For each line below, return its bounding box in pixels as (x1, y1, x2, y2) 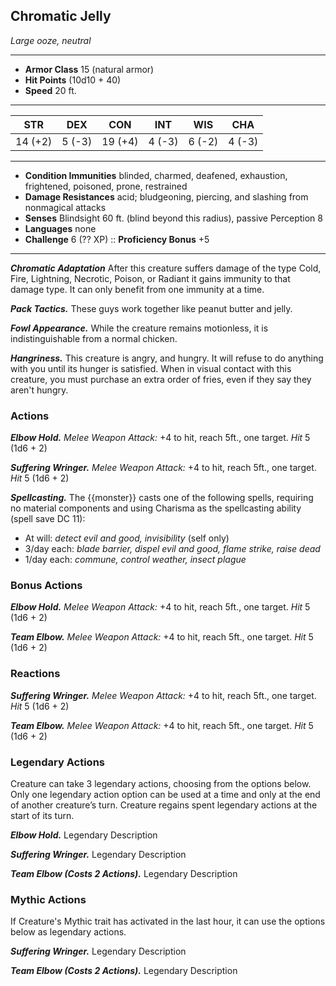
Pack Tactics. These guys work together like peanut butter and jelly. (10, 302, 293, 314)
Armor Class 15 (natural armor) (24, 63, 155, 75)
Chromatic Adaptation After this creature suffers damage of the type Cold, (10, 262, 322, 274)
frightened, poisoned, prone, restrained (24, 180, 188, 192)
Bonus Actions (10, 579, 83, 593)
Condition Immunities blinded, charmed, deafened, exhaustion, (24, 169, 288, 181)
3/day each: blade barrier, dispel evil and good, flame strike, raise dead (24, 543, 321, 555)
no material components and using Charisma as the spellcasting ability (10, 502, 302, 514)
